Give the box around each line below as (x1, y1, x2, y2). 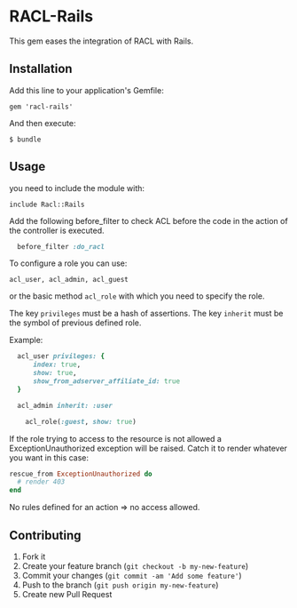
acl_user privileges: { (17, 352, 105, 361)
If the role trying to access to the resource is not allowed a (9, 433, 222, 444)
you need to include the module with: (9, 182, 145, 193)
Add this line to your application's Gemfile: (9, 84, 164, 95)
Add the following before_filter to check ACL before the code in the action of (9, 215, 288, 226)
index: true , (32, 360, 82, 370)
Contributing (9, 527, 82, 543)
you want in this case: (9, 452, 90, 463)
